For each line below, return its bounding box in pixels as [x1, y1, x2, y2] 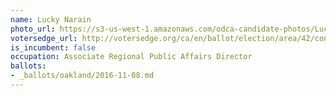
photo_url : [10, 24, 56, 34]
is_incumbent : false [10, 42, 97, 53]
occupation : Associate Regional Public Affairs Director [10, 52, 253, 62]
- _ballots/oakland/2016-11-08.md [10, 71, 155, 81]
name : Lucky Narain [10, 14, 92, 25]
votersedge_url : [10, 33, 78, 43]
